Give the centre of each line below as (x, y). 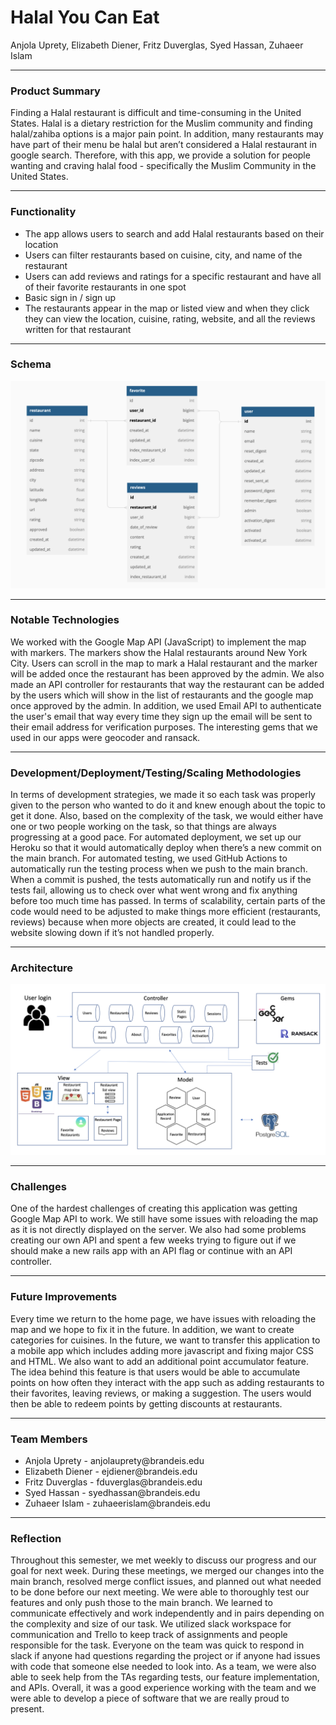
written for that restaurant (78, 329)
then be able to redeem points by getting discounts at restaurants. (146, 1403)
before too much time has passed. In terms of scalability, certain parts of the (168, 901)
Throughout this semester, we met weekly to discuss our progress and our (163, 1560)
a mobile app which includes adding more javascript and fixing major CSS (162, 1350)
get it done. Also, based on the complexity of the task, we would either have (167, 816)
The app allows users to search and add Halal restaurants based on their (174, 233)
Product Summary (55, 91)
